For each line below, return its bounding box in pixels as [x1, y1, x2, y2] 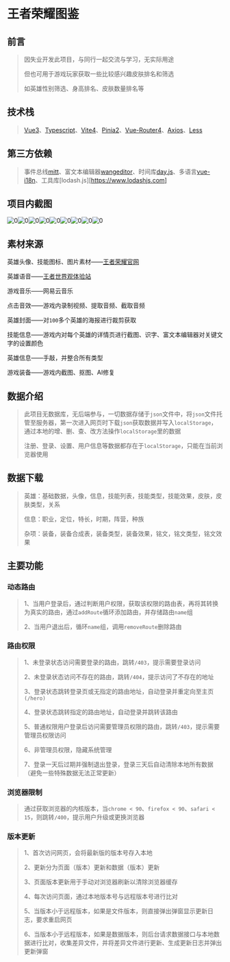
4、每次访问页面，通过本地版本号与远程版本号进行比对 [23, 893, 178, 901]
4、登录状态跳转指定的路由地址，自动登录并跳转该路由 [23, 707, 178, 716]
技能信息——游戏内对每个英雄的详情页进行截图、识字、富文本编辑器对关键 [7, 331, 217, 339]
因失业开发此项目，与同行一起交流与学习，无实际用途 [23, 56, 175, 63]
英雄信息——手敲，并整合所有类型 [7, 354, 103, 362]
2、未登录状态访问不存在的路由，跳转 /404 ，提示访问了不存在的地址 [23, 672, 214, 681]
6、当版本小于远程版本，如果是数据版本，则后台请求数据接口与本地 [23, 930, 214, 939]
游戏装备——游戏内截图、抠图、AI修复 [7, 368, 115, 377]
